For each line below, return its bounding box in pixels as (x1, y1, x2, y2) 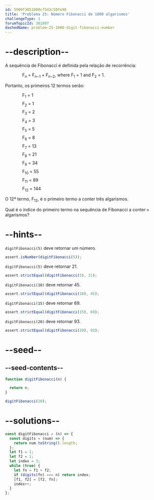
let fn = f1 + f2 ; (14, 468, 51, 473)
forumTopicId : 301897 (5, 21, 49, 26)
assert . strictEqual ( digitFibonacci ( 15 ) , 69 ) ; (5, 309, 99, 314)
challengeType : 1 (5, 16, 41, 21)
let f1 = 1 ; (9, 450, 34, 455)
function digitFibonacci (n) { (5, 377, 67, 382)
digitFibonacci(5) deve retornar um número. (5, 245, 96, 251)
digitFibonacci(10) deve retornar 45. (5, 282, 81, 287)
